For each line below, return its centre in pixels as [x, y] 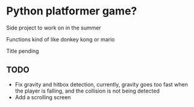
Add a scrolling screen [43, 97]
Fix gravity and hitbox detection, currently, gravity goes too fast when [102, 84]
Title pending [23, 51]
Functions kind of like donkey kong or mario [61, 39]
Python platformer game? [72, 11]
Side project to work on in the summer [54, 28]
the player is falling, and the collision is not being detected [87, 91]
